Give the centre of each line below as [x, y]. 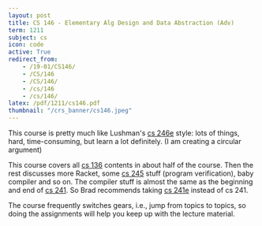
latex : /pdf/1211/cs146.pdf [54, 103]
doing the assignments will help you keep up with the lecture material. [122, 214]
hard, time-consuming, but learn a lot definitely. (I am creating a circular [125, 141]
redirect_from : [33, 60]
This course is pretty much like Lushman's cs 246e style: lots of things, [124, 133]
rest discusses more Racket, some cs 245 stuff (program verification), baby [131, 173]
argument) [25, 150]
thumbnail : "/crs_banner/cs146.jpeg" [70, 111]
